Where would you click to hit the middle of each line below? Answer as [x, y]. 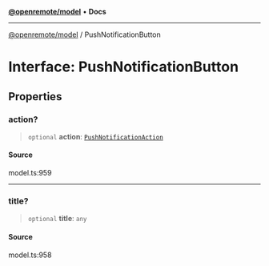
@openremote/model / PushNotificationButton [85, 34]
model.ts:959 [30, 173]
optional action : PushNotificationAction [96, 136]
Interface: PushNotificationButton [123, 67]
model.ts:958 [30, 255]
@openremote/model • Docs [57, 12]
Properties [35, 97]
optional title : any [57, 219]
